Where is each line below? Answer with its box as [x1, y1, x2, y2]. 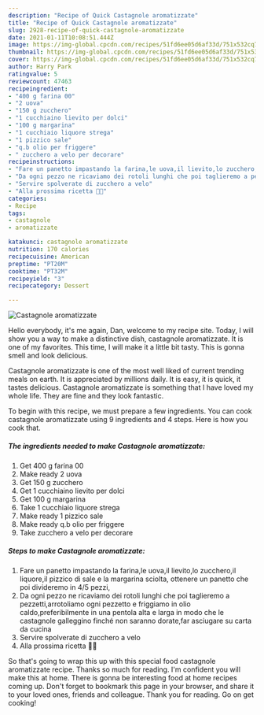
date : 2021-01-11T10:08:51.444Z [8, 33, 114, 42]
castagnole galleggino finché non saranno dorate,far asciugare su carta [19, 616, 252, 626]
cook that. [8, 423, 41, 433]
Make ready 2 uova [19, 469, 82, 479]
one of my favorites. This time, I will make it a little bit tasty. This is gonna [8, 343, 245, 352]
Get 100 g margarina [19, 495, 86, 504]
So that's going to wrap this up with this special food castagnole [8, 657, 216, 666]
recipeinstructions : [8, 158, 76, 166]
